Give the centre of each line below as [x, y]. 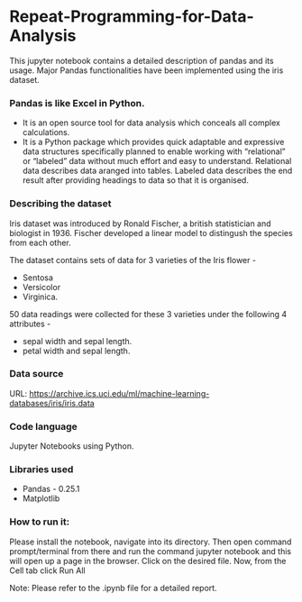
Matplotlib [41, 498]
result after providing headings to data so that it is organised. [136, 180]
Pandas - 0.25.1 [51, 489]
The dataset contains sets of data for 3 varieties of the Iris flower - [133, 260]
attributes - [30, 324]
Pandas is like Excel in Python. [77, 103]
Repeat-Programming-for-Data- [132, 17]
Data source [37, 374]
